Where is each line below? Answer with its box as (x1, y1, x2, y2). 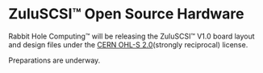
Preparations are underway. (8, 55, 101, 65)
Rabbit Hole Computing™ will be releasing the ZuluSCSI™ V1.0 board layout (8, 31, 256, 41)
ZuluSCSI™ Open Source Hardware (8, 5, 244, 23)
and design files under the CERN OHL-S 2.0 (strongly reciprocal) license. (8, 39, 248, 49)
